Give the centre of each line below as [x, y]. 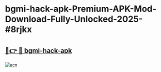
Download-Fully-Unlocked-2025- [74, 19]
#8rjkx [19, 29]
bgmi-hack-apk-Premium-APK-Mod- [81, 9]
